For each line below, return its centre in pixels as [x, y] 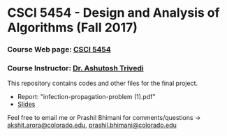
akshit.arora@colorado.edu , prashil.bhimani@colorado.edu [92, 125]
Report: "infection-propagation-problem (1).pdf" [86, 97]
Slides [26, 104]
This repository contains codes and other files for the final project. [102, 83]
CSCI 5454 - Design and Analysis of [113, 13]
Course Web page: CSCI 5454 [59, 50]
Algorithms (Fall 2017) [73, 28]
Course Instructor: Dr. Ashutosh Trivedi [76, 68]
